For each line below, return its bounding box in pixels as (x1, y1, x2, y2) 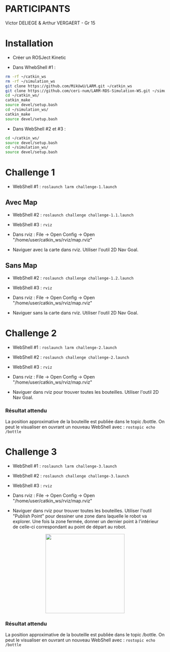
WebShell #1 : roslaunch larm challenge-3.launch (12, 463, 117, 469)
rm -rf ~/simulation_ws (5, 79, 56, 84)
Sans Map (5, 261, 37, 270)
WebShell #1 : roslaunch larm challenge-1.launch (12, 184, 117, 190)
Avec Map (5, 198, 38, 207)
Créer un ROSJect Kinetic (12, 54, 66, 60)
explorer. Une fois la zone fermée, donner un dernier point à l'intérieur (12, 518, 159, 524)
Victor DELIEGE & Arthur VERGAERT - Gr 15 (5, 20, 96, 26)
